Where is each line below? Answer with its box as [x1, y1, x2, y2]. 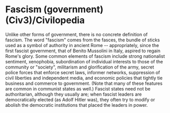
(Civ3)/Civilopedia [5, 14, 85, 26]
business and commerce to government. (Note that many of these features [5, 80, 163, 86]
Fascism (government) [5, 4, 104, 15]
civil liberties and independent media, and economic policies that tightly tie [5, 75, 163, 81]
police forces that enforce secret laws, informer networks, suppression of [5, 69, 160, 75]
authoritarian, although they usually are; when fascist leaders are [5, 91, 142, 97]
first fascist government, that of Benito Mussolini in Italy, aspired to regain [5, 48, 161, 54]
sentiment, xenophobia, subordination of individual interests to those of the [5, 58, 163, 64]
